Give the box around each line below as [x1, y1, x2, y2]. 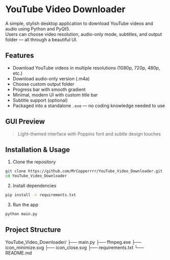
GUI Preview [5, 117, 45, 126]
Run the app [12, 202, 39, 208]
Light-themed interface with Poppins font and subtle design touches [17, 131, 161, 137]
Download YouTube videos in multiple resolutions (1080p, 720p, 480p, [12, 64, 160, 71]
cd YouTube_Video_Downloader [5, 174, 67, 179]
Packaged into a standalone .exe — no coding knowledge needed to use [12, 103, 165, 109]
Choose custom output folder [12, 81, 75, 87]
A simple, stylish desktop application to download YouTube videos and [5, 20, 154, 26]
